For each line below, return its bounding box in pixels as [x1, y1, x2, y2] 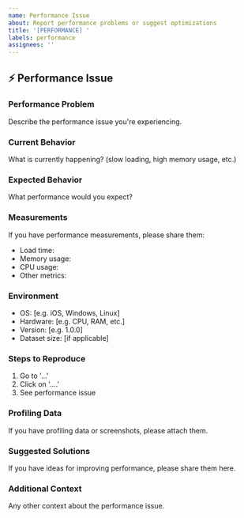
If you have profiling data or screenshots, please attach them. [8, 425, 208, 435]
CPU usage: [19, 262, 59, 271]
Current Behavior [8, 136, 77, 147]
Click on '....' [19, 380, 60, 389]
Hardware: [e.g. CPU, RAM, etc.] [19, 317, 125, 326]
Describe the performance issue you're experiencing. [8, 116, 182, 127]
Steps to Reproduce [8, 353, 86, 364]
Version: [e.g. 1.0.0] [19, 325, 83, 335]
